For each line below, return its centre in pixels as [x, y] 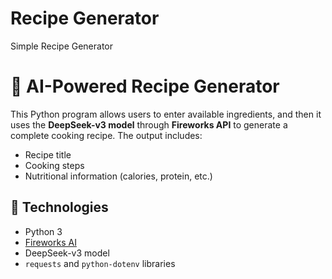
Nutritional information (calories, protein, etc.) [118, 176]
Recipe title [48, 154]
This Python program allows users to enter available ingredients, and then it [166, 114]
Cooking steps [54, 165]
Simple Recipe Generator [62, 46]
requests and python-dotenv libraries [100, 263]
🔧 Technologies [59, 207]
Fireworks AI [50, 242]
